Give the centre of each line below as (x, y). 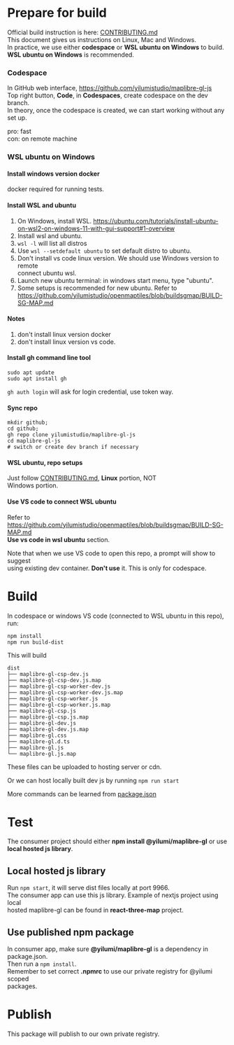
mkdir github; (28, 423)
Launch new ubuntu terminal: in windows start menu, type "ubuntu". (116, 280)
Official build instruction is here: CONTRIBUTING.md (83, 32)
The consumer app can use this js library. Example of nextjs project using (113, 895)
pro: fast (19, 132)
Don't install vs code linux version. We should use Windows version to (118, 258)
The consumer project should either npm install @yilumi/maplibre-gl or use (117, 841)
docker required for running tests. (56, 189)
